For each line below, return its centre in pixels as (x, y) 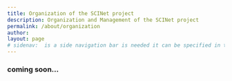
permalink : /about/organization (54, 26)
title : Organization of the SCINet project (71, 13)
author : (18, 33)
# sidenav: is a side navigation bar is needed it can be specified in (114, 45)
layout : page (26, 39)
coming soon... (33, 69)
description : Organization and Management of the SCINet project (103, 20)
